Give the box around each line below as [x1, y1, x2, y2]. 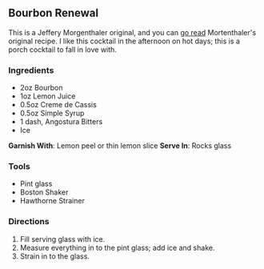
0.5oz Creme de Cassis [19, 100, 98, 110]
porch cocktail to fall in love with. [8, 44, 118, 54]
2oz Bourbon [19, 83, 63, 93]
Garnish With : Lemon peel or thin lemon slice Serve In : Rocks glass [8, 141, 232, 151]
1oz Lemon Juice [19, 91, 76, 101]
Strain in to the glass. [19, 251, 90, 261]
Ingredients [8, 64, 54, 75]
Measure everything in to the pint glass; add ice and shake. [19, 243, 215, 252]
